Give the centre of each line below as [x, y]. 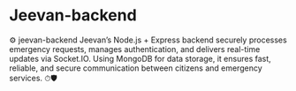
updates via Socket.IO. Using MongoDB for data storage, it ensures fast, [140, 58]
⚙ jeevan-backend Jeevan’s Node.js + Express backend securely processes [148, 40]
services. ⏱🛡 [33, 78]
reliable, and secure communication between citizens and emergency [136, 68]
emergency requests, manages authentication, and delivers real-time [135, 49]
